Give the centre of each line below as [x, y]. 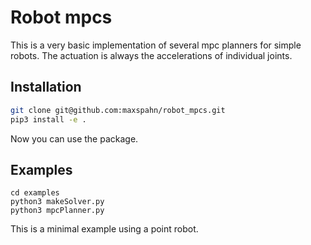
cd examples [35, 193]
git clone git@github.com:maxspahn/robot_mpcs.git [118, 110]
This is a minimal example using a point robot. [104, 229]
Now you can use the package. [74, 138]
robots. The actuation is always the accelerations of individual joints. [151, 55]
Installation [46, 87]
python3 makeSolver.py [57, 202]
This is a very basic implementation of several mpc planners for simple [156, 45]
